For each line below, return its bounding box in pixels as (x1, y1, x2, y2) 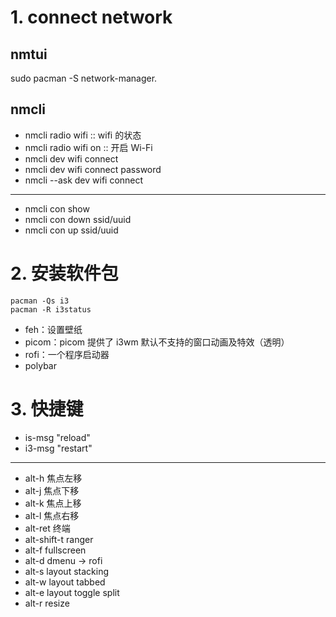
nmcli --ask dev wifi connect (24, 174, 144, 186)
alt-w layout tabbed (24, 576, 106, 588)
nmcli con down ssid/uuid (24, 213, 132, 225)
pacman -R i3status (10, 304, 92, 315)
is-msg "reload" (24, 431, 91, 443)
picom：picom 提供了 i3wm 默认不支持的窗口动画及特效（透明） (24, 336, 290, 348)
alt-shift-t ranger (24, 533, 94, 545)
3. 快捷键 (10, 397, 84, 420)
